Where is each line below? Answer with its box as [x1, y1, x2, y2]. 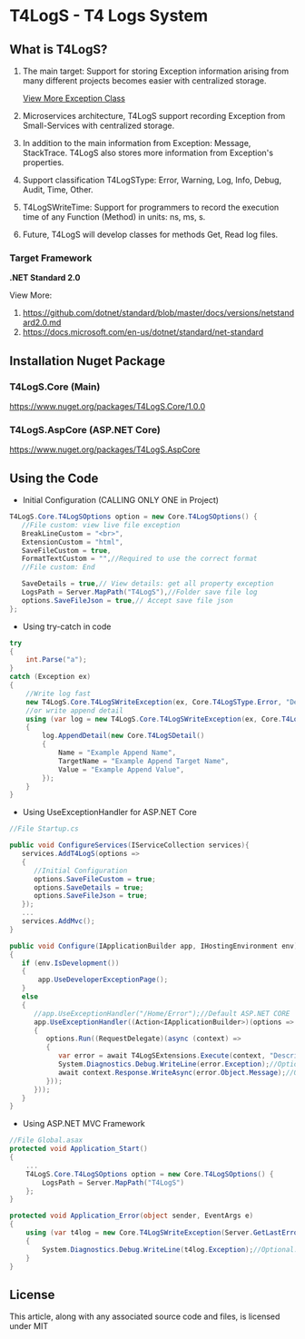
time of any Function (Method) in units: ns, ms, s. [22, 212, 206, 222]
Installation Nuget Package [9, 353, 166, 369]
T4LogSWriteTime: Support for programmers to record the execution [22, 202, 280, 212]
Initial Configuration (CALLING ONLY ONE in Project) [22, 495, 220, 506]
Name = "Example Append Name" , [57, 748, 177, 758]
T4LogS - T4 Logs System [9, 5, 209, 26]
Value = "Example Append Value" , [57, 764, 184, 774]
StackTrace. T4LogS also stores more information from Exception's [22, 147, 274, 158]
